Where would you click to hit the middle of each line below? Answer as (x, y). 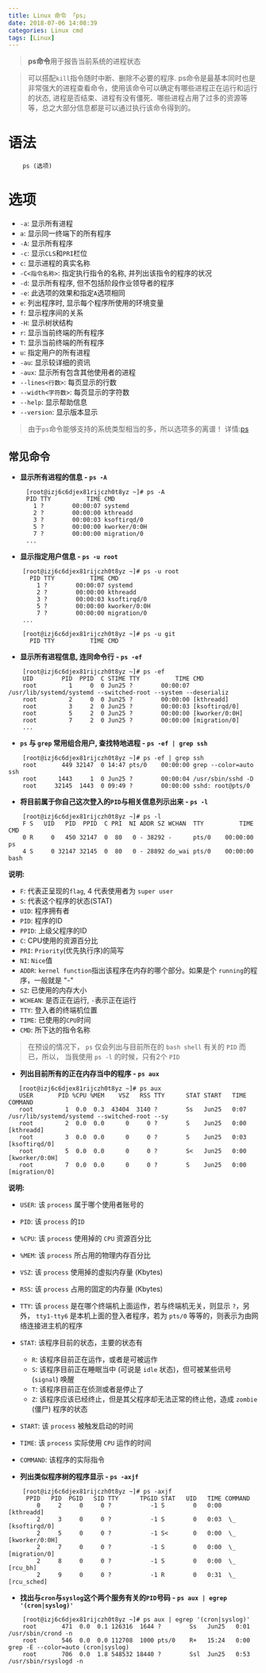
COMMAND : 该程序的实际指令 (62, 1459)
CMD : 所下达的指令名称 (55, 1030)
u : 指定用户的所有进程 (55, 353)
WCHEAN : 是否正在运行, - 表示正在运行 (78, 1000)
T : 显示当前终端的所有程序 (62, 343)
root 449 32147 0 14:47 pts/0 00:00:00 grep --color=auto (138, 765)
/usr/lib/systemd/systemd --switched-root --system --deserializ (118, 692)
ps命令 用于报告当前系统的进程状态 (84, 61)
